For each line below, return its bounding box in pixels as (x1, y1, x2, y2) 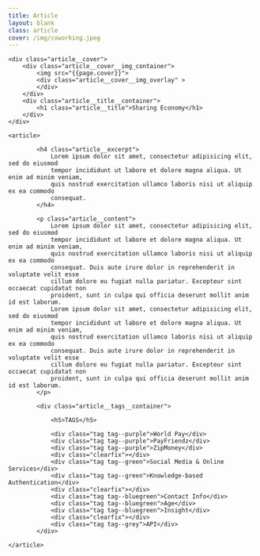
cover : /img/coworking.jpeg (8, 33, 101, 42)
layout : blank (8, 19, 55, 27)
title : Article (8, 11, 58, 20)
